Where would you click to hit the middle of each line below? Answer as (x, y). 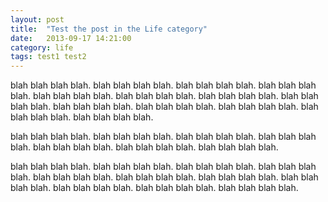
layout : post (37, 19)
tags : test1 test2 (48, 57)
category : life (42, 47)
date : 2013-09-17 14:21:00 (71, 38)
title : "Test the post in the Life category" (109, 29)
